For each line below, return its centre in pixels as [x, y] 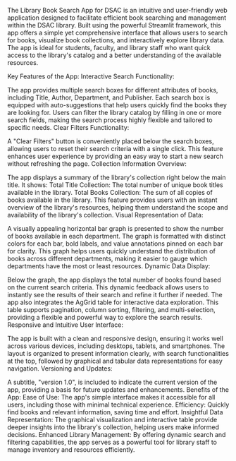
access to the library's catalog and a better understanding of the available [114, 55]
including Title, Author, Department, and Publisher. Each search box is [109, 97]
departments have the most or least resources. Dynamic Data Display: [109, 266]
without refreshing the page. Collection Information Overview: [97, 164]
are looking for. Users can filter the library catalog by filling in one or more [114, 113]
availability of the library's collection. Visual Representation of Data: [105, 215]
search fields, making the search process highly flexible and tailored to [110, 120]
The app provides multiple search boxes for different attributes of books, [113, 90]
